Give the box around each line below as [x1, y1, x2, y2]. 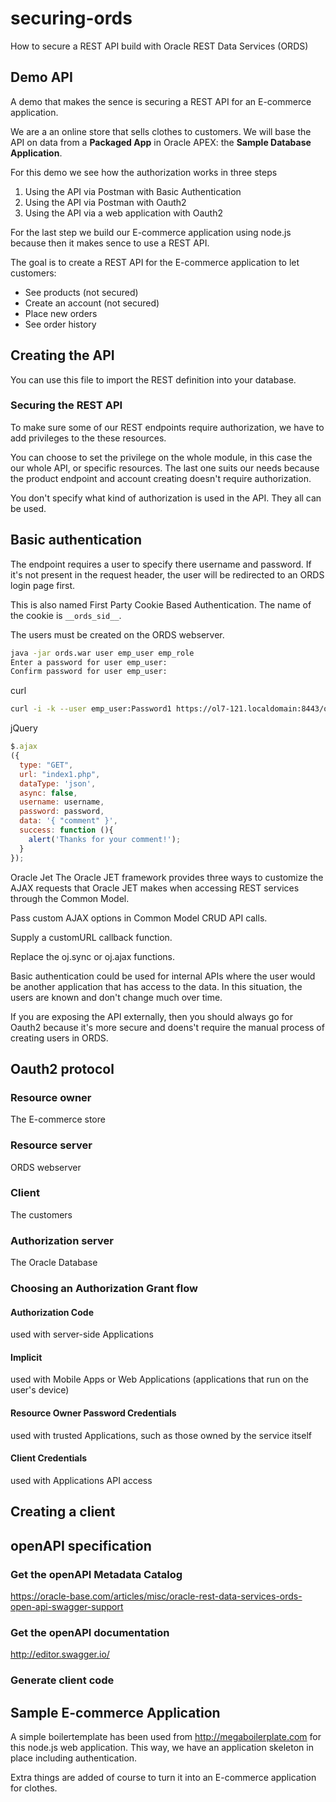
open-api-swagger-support [10, 1600, 124, 1612]
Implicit [10, 1351, 43, 1363]
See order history [24, 318, 97, 330]
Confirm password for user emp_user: [10, 667, 168, 677]
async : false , [19, 788, 78, 798]
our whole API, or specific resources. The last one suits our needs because [10, 462, 320, 474]
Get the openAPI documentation [10, 1625, 170, 1639]
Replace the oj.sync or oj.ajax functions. [10, 950, 176, 962]
